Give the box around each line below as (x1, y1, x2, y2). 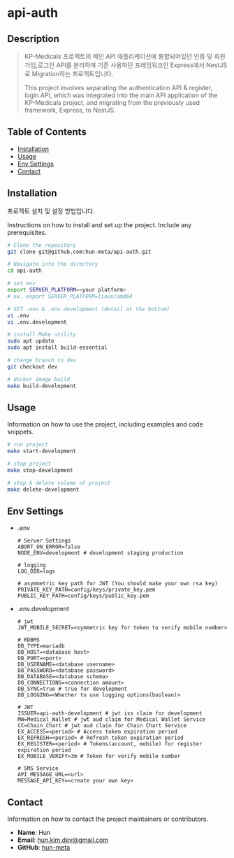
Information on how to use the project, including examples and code (7, 420, 204, 429)
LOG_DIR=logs (17, 568, 56, 575)
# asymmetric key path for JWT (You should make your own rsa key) (17, 580, 218, 587)
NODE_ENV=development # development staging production (17, 550, 184, 557)
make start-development (7, 448, 77, 455)
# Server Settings (17, 537, 71, 545)
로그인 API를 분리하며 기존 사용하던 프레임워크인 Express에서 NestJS (37, 61, 228, 69)
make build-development (7, 382, 77, 389)
